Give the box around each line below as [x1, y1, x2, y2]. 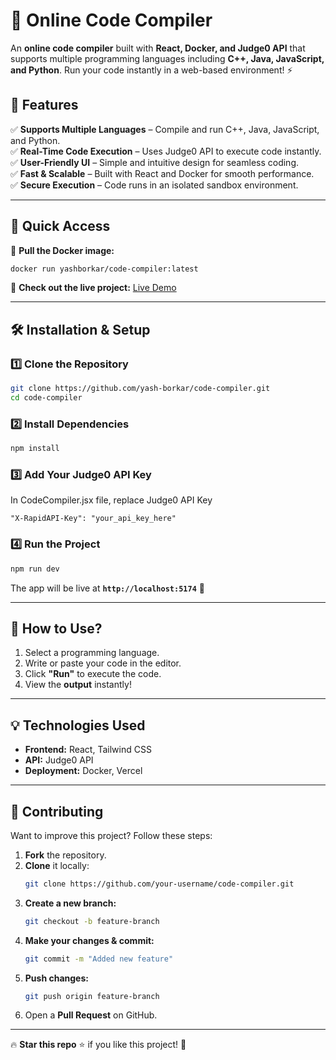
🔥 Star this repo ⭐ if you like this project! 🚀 [10, 1039, 187, 1051]
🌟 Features [10, 97, 79, 114]
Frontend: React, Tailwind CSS [24, 744, 152, 756]
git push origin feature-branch [24, 991, 160, 1001]
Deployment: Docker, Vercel [24, 765, 143, 777]
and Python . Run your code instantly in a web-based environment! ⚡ [10, 64, 293, 76]
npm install [10, 444, 60, 454]
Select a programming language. [24, 647, 160, 659]
